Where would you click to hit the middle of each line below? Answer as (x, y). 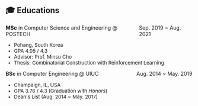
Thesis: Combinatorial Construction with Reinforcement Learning (89, 63)
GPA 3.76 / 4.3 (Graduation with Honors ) (61, 91)
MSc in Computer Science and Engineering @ (62, 28)
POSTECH (18, 34)
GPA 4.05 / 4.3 (31, 51)
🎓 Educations (33, 10)
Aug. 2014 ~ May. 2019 (164, 74)
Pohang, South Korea (39, 45)
